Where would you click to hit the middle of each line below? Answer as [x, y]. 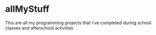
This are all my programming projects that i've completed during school [78, 23]
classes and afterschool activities [39, 28]
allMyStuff [27, 9]
